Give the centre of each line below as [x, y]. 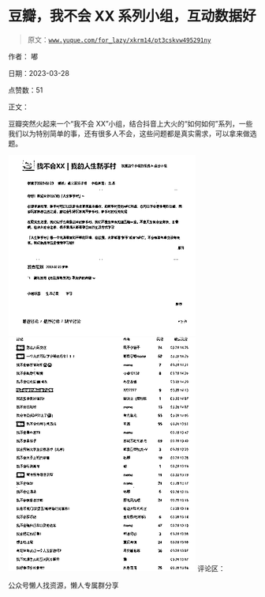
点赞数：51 [26, 90]
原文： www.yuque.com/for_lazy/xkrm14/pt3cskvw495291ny [119, 40]
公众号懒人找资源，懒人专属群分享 [63, 585]
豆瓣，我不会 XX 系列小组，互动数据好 [132, 16]
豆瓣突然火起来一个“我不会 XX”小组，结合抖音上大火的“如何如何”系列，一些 [131, 123]
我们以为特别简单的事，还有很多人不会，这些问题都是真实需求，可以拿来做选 [132, 133]
